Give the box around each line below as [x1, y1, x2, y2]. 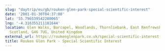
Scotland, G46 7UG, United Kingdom [9, 30, 82, 34]
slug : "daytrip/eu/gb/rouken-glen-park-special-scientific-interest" [5, 7, 151, 12]
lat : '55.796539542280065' [5, 16, 60, 21]
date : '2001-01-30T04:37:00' [5, 12, 65, 17]
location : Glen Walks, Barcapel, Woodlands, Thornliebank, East [5, 25, 139, 30]
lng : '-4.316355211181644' [5, 20, 60, 26]
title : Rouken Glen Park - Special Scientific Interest [5, 39, 122, 44]
